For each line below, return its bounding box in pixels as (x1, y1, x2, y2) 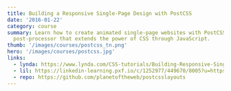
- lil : (13, 67, 32, 74)
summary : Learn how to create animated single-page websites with (7, 29, 201, 36)
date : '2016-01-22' (7, 16, 63, 23)
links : (7, 55, 26, 62)
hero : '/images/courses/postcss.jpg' (7, 49, 115, 55)
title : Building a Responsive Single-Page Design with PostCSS (7, 10, 192, 17)
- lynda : (13, 61, 38, 68)
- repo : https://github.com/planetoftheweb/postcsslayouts (13, 73, 186, 81)
